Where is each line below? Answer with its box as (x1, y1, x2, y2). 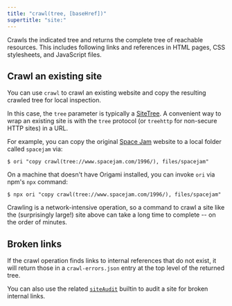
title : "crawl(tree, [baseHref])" (7, 10, 107, 17)
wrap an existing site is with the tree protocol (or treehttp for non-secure (7, 117, 217, 125)
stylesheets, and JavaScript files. (7, 50, 102, 59)
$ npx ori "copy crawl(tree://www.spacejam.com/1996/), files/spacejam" (7, 191, 222, 198)
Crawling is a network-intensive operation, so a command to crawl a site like (7, 204, 225, 212)
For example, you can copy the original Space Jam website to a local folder (7, 138, 222, 146)
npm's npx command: (7, 178, 68, 186)
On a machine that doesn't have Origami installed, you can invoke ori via (7, 170, 215, 179)
